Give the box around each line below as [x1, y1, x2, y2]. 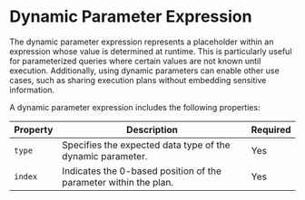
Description [126, 123, 179, 136]
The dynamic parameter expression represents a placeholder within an [9, 36, 274, 47]
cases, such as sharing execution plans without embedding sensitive [9, 74, 267, 85]
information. [9, 84, 55, 95]
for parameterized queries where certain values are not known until [9, 55, 261, 66]
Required [251, 123, 291, 136]
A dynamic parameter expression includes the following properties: [9, 101, 261, 112]
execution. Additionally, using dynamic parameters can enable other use [9, 65, 280, 76]
